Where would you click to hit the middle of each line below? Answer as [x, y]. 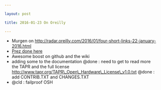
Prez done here [27, 51]
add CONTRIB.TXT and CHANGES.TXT [50, 77]
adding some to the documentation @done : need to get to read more [81, 61]
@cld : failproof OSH [32, 82]
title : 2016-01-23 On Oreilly [35, 22]
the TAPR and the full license [40, 67]
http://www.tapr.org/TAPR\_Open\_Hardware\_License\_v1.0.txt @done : [83, 72]
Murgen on [23, 41]
